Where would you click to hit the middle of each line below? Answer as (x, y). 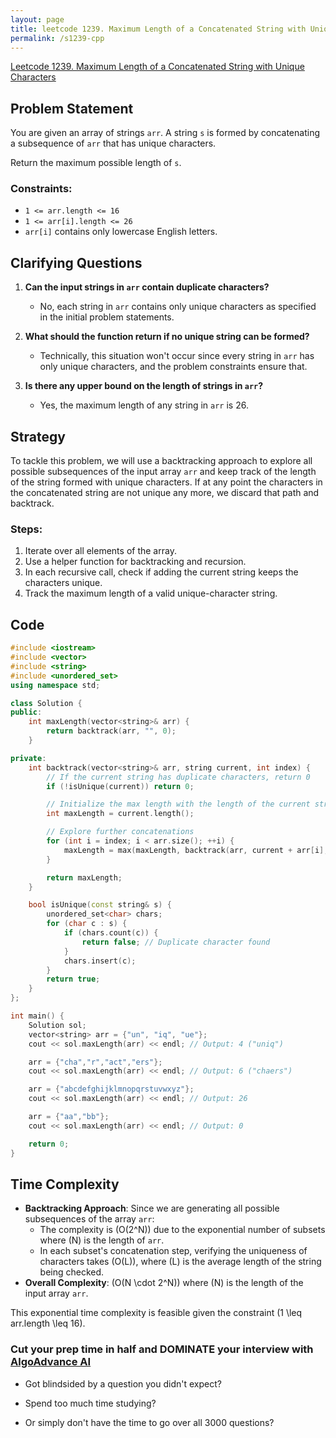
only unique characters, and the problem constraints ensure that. (173, 367)
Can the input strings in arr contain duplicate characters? (147, 287)
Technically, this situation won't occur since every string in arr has (177, 356)
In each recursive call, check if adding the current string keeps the (161, 572)
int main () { (37, 1016)
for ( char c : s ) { (87, 924)
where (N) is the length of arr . (102, 1240)
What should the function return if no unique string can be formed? (167, 337)
